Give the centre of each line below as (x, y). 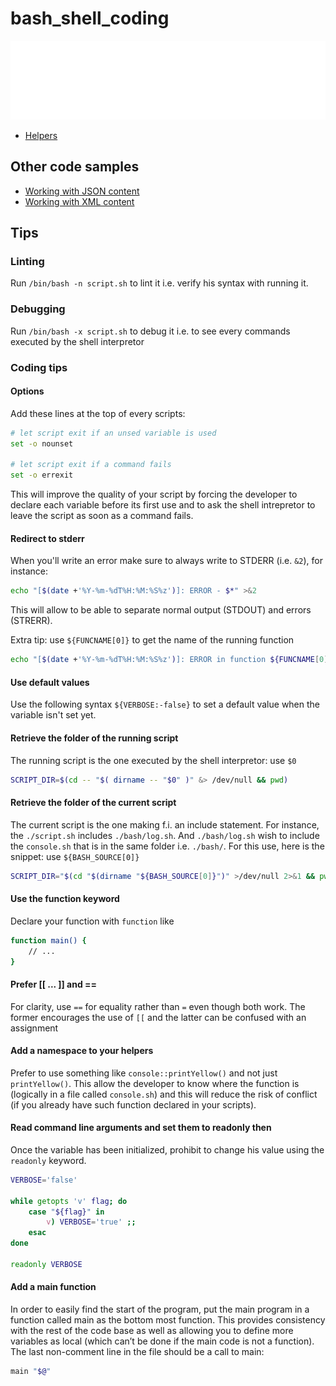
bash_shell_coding (90, 18)
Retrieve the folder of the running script (94, 738)
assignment (34, 1028)
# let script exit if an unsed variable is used (113, 433)
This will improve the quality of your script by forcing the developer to (154, 494)
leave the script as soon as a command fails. (102, 516)
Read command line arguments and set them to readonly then (141, 1128)
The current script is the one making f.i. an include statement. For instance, (165, 824)
